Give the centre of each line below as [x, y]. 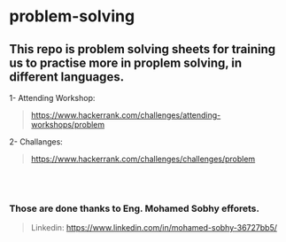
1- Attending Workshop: [52, 98]
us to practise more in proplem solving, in [126, 62]
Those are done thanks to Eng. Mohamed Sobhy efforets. [134, 208]
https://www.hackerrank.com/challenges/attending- [126, 115]
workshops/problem [68, 125]
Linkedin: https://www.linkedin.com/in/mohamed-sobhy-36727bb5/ [154, 228]
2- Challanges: [36, 142]
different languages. [67, 77]
